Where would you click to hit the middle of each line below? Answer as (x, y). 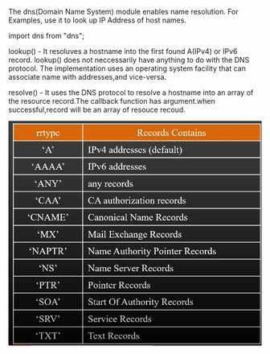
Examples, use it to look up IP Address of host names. (98, 20)
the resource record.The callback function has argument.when (112, 101)
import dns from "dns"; (46, 36)
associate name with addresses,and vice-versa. (88, 77)
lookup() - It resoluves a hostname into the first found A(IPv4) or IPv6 (123, 51)
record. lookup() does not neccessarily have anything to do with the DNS (129, 60)
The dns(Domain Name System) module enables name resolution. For (123, 12)
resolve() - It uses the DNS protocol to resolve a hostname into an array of (131, 93)
